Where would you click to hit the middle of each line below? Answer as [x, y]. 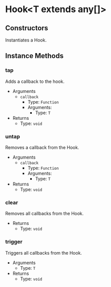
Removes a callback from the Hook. [42, 147]
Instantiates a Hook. [26, 40]
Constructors [27, 28]
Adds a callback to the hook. [35, 81]
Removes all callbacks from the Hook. [45, 214]
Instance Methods [35, 56]
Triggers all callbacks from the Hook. [44, 253]
